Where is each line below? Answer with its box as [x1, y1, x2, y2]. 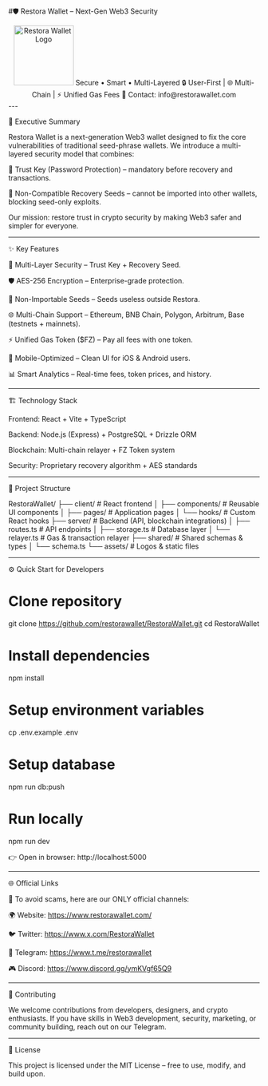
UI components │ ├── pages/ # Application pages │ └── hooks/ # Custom [8, 508, 256, 517]
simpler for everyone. [8, 221, 79, 230]
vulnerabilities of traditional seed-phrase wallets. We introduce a [8, 141, 221, 150]
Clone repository [8, 593, 122, 611]
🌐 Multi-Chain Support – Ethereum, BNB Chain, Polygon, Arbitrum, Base [8, 310, 245, 319]
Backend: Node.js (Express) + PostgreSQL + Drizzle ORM [8, 430, 197, 439]
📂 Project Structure [8, 484, 71, 493]
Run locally [8, 810, 84, 828]
